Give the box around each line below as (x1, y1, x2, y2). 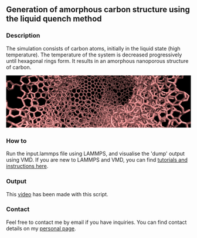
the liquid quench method (6, 14, 102, 24)
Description (6, 32, 40, 40)
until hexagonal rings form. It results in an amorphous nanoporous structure (6, 57, 189, 64)
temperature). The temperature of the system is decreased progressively (6, 51, 182, 58)
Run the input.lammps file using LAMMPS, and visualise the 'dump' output (6, 150, 185, 157)
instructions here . (6, 163, 49, 170)
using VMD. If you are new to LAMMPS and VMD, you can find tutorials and (6, 156, 188, 163)
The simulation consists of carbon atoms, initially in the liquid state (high (6, 45, 181, 52)
